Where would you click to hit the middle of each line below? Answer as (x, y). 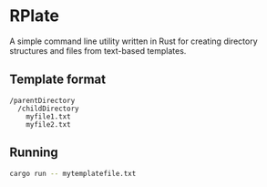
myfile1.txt (48, 116)
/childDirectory (48, 109)
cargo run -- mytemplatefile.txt (73, 173)
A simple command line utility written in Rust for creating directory (133, 41)
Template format (58, 80)
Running (34, 153)
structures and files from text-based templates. (98, 50)
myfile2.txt (48, 124)
